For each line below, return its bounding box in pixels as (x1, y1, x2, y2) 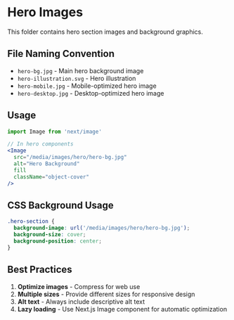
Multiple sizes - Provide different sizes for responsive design (17, 290, 195, 298)
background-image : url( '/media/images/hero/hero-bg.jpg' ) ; (13, 224, 190, 232)
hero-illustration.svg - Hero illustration (17, 74, 136, 82)
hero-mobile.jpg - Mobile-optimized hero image (17, 82, 157, 90)
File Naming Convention (7, 48, 115, 60)
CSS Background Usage (7, 199, 114, 211)
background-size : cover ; (13, 231, 86, 238)
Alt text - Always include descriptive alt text (17, 297, 145, 306)
